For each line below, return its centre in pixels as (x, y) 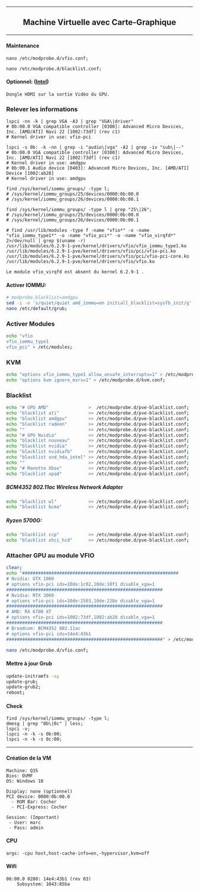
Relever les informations (42, 109)
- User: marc (25, 822)
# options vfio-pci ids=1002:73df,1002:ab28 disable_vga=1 (81, 617)
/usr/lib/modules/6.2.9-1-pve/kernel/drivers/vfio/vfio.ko (81, 261)
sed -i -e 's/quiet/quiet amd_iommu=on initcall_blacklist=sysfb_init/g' (99, 303)
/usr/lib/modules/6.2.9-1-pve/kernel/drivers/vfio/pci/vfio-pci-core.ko (98, 256)
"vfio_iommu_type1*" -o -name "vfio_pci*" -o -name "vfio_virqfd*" (91, 236)
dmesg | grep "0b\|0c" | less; (45, 724)
